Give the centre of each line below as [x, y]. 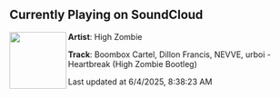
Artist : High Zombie [105, 36]
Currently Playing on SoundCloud [106, 15]
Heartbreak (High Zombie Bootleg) [133, 64]
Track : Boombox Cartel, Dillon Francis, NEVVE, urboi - [169, 54]
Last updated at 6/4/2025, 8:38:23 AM [140, 82]
